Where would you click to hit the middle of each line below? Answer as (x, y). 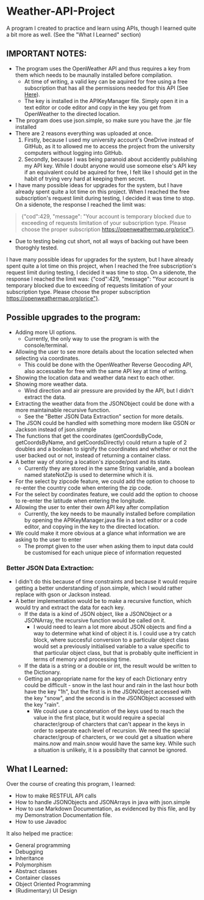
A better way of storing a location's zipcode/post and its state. (93, 462)
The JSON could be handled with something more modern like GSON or (105, 423)
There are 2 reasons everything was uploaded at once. (84, 133)
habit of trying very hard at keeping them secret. (85, 179)
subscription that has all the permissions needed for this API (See (106, 88)
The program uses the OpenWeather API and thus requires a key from (103, 68)
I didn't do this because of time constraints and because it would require (106, 581)
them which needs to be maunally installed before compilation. (94, 75)
